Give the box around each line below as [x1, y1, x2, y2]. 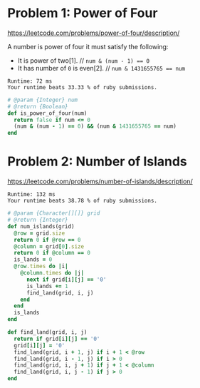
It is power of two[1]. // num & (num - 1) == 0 [17, 56, 150, 65]
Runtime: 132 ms [7, 191, 56, 198]
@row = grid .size [14, 230, 65, 237]
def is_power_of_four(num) [7, 109, 88, 117]
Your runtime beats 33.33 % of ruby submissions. [7, 83, 158, 91]
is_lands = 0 [14, 256, 53, 263]
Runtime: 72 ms [7, 77, 53, 85]
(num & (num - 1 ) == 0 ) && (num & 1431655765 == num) [14, 123, 177, 130]
